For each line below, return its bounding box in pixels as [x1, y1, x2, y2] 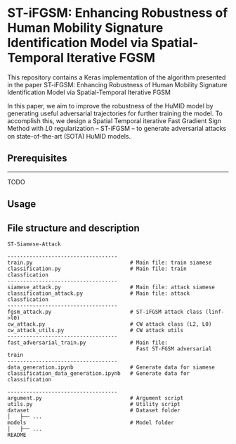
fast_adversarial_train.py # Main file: [7, 339, 169, 346]
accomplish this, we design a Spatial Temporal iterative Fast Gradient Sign [7, 116, 222, 125]
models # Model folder [7, 419, 174, 426]
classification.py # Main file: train [7, 265, 188, 272]
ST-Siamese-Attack [7, 241, 61, 248]
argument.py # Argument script [7, 394, 184, 402]
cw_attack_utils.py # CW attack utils [7, 326, 184, 334]
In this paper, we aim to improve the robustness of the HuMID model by [7, 101, 214, 110]
